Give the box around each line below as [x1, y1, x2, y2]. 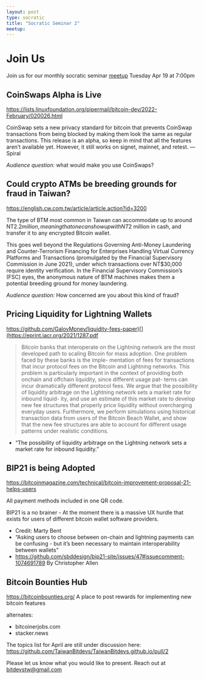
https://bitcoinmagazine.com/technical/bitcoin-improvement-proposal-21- [6, 479, 191, 486]
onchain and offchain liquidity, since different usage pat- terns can [21, 376, 188, 383]
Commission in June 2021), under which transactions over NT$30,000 [6, 260, 182, 268]
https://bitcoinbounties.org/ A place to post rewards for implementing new [6, 593, 192, 601]
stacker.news [15, 629, 49, 637]
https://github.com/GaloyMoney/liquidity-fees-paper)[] [6, 325, 144, 333]
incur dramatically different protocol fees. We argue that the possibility [21, 382, 198, 389]
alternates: [6, 611, 33, 619]
